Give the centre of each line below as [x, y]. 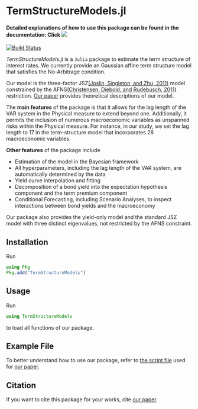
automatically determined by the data [60, 174]
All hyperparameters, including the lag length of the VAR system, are [98, 168]
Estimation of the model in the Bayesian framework [77, 162]
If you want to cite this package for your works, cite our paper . [82, 400]
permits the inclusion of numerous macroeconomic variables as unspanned [98, 120]
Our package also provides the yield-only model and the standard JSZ [92, 217]
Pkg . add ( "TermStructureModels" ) [46, 273]
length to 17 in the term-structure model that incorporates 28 [80, 133]
